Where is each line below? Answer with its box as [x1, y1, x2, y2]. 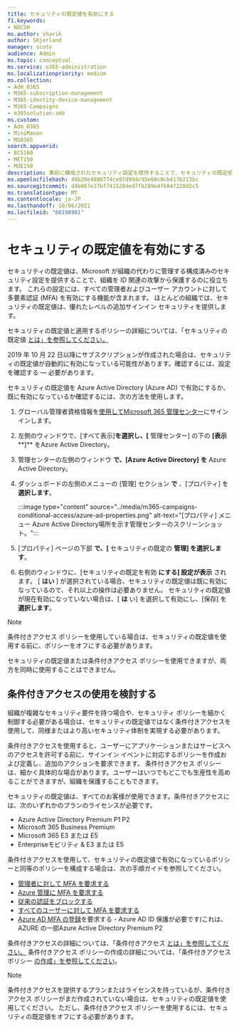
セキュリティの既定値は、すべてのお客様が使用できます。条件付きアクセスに [7, 791, 230, 801]
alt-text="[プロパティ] [153, 510, 217, 520]
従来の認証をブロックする [17, 897, 93, 905]
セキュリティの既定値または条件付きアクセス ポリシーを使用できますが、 [7, 656, 221, 665]
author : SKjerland [7, 37, 62, 44]
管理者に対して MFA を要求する [17, 879, 110, 888]
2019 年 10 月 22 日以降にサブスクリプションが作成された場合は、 [7, 350, 201, 359]
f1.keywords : [7, 17, 46, 24]
